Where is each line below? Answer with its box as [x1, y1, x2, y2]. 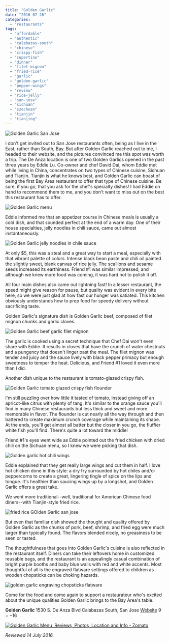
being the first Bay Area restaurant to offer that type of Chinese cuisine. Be [5, 178, 162, 184]
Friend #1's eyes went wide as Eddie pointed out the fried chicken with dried [5, 437, 165, 443]
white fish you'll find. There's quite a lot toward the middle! [5, 427, 128, 433]
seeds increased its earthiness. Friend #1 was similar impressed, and [5, 266, 149, 272]
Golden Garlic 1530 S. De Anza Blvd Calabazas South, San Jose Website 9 [5, 607, 161, 613]
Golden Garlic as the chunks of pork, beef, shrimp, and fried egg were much [5, 524, 165, 530]
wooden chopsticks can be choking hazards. [5, 572, 99, 578]
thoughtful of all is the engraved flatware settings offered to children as [5, 566, 154, 573]
